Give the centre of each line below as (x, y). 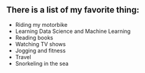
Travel (23, 57)
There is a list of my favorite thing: (73, 10)
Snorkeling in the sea (42, 63)
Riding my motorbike (41, 24)
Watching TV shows (40, 44)
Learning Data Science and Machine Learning (73, 31)
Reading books (34, 37)
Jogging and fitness (40, 50)
